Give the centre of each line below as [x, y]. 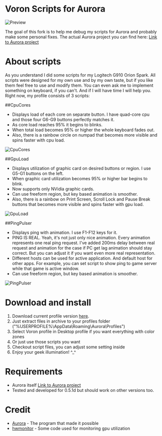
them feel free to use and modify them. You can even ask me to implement [79, 85]
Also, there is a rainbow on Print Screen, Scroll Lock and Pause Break [81, 199]
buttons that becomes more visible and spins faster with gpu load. [78, 204]
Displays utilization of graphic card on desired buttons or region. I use [81, 168]
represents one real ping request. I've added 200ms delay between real [83, 243]
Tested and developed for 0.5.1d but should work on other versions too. [83, 390]
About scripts [33, 62]
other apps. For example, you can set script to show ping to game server [84, 263]
